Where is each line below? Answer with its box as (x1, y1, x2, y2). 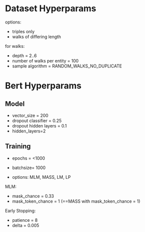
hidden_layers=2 (12, 128, 46, 134)
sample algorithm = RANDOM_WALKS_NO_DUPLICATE (12, 63, 122, 69)
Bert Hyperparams (5, 80, 82, 91)
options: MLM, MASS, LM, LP (12, 174, 71, 180)
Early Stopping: (5, 208, 36, 213)
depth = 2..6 (12, 52, 37, 59)
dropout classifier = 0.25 (12, 118, 62, 124)
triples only (12, 28, 35, 34)
